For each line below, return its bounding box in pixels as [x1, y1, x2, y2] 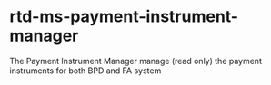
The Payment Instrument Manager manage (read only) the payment [9, 55, 262, 66]
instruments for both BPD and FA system [9, 65, 162, 76]
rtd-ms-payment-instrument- [9, 6, 239, 27]
